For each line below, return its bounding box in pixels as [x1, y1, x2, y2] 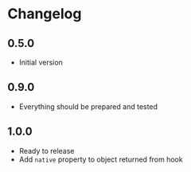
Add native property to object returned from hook [18, 154, 184, 164]
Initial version [18, 57, 63, 67]
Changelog [7, 5, 82, 23]
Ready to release [18, 146, 75, 155]
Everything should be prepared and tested [18, 101, 158, 111]
